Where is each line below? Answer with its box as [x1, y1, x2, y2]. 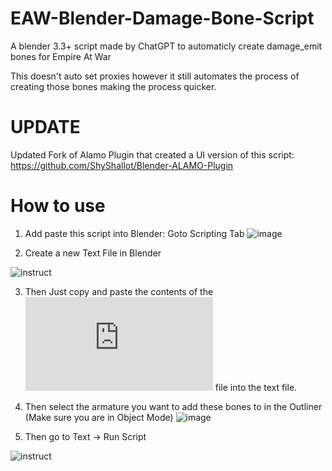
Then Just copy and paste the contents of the [24, 285, 214, 297]
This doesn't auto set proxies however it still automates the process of [10, 70, 300, 82]
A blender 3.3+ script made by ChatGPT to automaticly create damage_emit [10, 40, 323, 52]
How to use [10, 195, 106, 217]
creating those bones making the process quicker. [10, 80, 217, 92]
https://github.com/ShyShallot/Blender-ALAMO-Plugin [10, 159, 234, 171]
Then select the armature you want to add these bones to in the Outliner [24, 400, 323, 412]
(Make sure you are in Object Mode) [24, 411, 174, 423]
